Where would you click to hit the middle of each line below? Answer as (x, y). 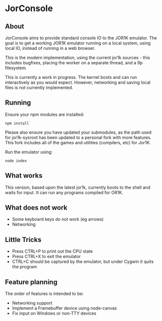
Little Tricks (23, 239)
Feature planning (31, 282)
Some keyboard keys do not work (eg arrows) (58, 219)
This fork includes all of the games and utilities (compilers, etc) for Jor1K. (78, 142)
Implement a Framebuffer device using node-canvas (65, 308)
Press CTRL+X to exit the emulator (46, 257)
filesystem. (16, 68)
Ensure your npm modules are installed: (45, 114)
